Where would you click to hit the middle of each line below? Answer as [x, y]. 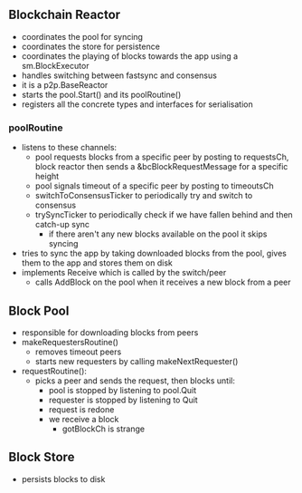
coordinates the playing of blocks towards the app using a [130, 56]
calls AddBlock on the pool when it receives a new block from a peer [163, 282]
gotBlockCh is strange [104, 429]
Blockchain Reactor [65, 15]
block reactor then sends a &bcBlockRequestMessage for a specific [161, 167]
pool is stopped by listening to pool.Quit [123, 390]
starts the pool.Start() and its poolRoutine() [101, 94]
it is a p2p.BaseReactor [65, 84]
